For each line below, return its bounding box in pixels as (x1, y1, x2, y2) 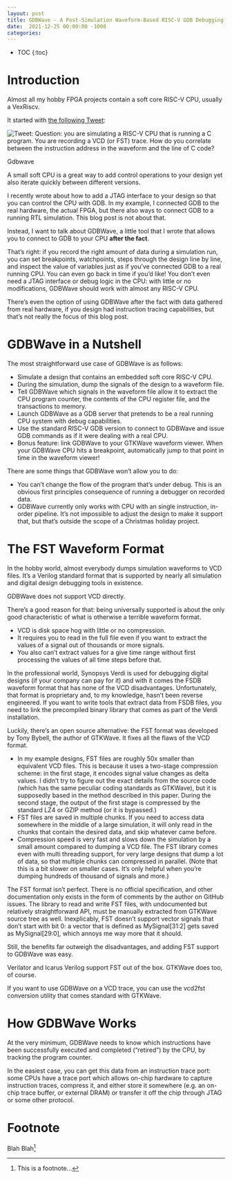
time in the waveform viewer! (17, 454, 100, 462)
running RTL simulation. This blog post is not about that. (7, 213, 167, 222)
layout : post (7, 10, 45, 17)
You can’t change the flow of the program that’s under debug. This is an (17, 481, 222, 489)
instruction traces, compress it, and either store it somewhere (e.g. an (7, 1082, 206, 1089)
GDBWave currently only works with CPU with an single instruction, (17, 502, 209, 511)
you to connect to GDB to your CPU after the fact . (7, 234, 150, 242)
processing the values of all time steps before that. (17, 655, 162, 664)
